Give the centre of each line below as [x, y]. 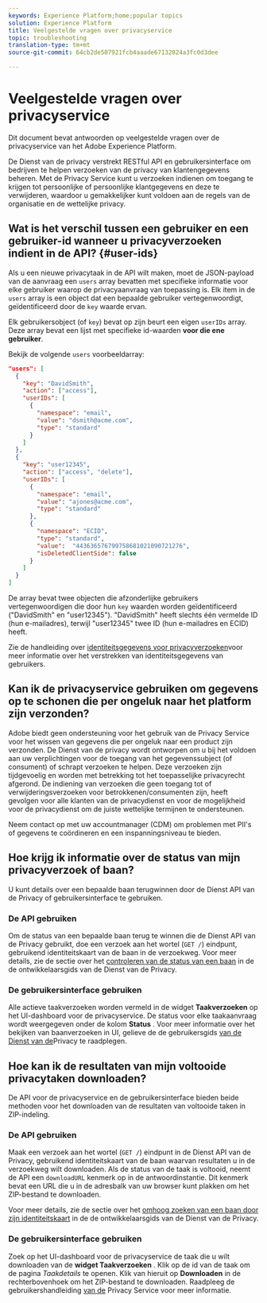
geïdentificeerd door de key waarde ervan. [77, 306]
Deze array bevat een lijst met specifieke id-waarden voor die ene [116, 330]
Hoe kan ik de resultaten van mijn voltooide [117, 1066]
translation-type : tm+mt [49, 45]
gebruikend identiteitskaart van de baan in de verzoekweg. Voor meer [122, 952]
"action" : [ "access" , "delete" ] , [78, 472]
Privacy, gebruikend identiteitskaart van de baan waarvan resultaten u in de [132, 1161]
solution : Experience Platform [60, 23]
